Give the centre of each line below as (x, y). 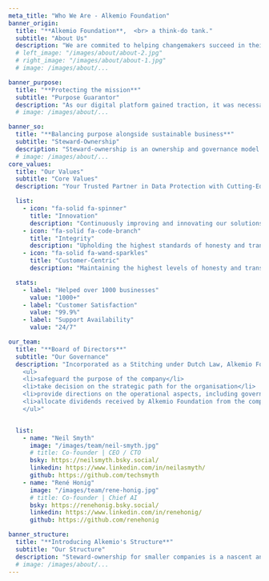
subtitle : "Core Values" (57, 179)
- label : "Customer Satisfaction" (80, 305)
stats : (26, 282)
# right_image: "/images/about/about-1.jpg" (91, 61)
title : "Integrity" (62, 238)
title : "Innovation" (64, 216)
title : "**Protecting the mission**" (78, 90)
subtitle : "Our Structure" (60, 549)
